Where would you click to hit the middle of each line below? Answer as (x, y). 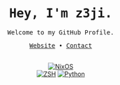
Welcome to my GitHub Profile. (61, 32)
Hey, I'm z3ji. (60, 13)
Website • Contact (61, 45)
